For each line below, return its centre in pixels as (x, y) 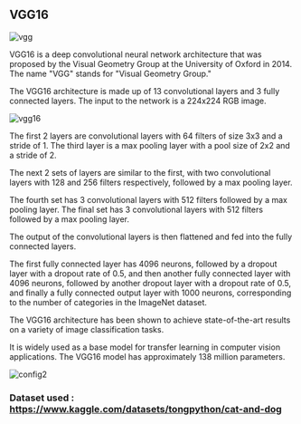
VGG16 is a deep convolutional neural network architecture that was (136, 54)
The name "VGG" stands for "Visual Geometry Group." (111, 73)
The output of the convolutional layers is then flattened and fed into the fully (151, 236)
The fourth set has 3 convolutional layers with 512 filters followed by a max (148, 199)
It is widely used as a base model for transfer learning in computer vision (145, 347)
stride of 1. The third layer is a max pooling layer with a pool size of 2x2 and (150, 145)
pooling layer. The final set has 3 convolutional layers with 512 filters (136, 209)
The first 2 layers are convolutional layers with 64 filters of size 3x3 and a (146, 136)
